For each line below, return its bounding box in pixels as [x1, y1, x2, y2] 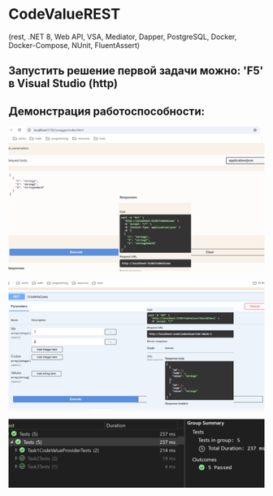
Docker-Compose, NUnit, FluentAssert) [8, 40, 141, 50]
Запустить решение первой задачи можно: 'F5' [8, 64, 264, 78]
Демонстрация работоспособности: [8, 104, 206, 118]
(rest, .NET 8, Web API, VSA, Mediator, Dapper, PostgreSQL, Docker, [8, 32, 237, 41]
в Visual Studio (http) [8, 76, 118, 90]
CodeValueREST [8, 5, 120, 24]
